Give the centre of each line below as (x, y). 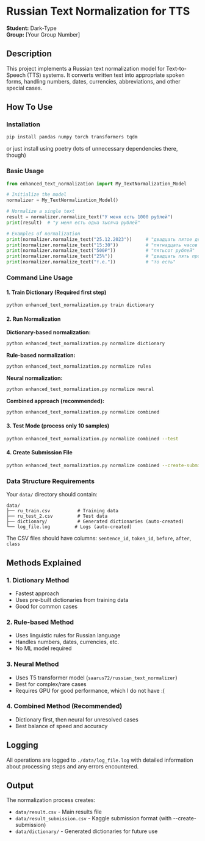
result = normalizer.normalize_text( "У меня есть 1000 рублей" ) (90, 217)
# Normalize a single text (41, 212)
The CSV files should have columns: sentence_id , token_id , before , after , (99, 539)
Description (29, 54)
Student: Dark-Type (31, 28)
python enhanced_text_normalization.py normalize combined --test (92, 439)
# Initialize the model (37, 195)
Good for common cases (46, 606)
